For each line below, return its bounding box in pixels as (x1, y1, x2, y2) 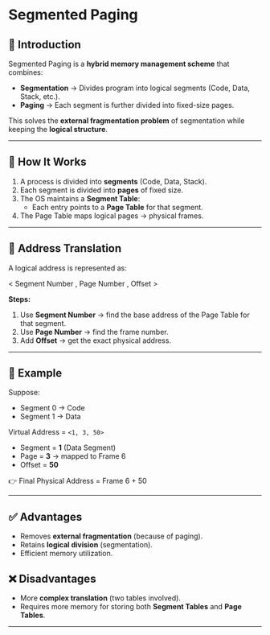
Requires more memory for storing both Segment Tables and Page (19, 602, 243, 612)
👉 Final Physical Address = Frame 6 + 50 (8, 476, 147, 486)
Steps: (8, 294, 31, 303)
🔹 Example (8, 366, 63, 380)
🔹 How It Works (8, 155, 87, 169)
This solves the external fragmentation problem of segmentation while (8, 116, 245, 126)
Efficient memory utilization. (19, 549, 113, 559)
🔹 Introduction (8, 38, 82, 52)
